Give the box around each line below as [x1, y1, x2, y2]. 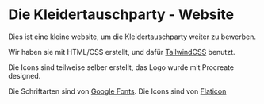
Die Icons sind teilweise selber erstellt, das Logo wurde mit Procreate [8, 62, 235, 72]
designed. [8, 71, 41, 80]
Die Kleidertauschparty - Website [8, 6, 235, 24]
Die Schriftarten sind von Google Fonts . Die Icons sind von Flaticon [8, 86, 227, 96]
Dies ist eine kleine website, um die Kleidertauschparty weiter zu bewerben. [8, 32, 256, 41]
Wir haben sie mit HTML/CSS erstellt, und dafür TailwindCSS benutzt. [8, 47, 235, 56]
